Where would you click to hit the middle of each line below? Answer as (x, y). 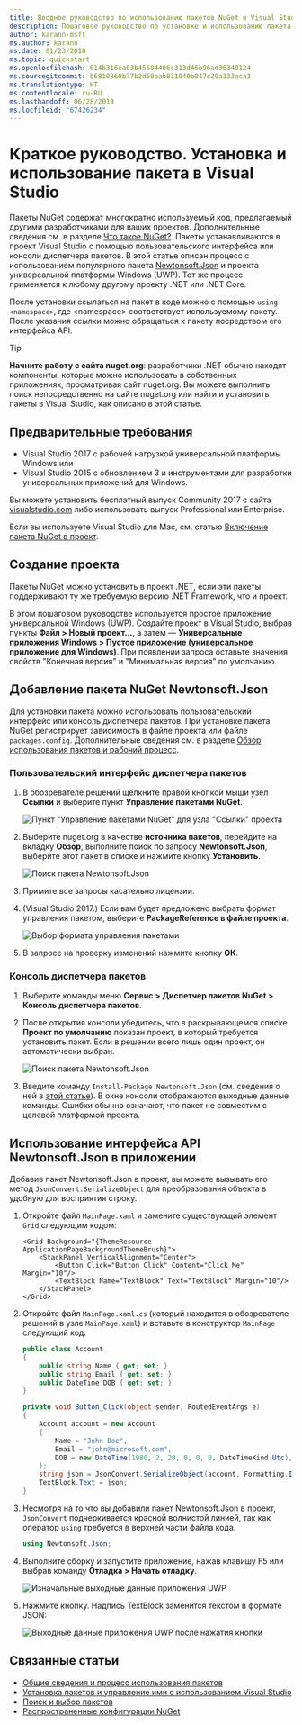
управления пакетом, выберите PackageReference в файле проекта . (155, 917)
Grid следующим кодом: (69, 1225)
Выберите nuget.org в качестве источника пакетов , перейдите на (149, 836)
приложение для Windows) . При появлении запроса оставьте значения (148, 651)
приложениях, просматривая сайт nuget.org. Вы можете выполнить (140, 384)
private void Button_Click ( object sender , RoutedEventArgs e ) (141, 1407)
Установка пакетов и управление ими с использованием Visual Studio (157, 1692)
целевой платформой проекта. (81, 1115)
